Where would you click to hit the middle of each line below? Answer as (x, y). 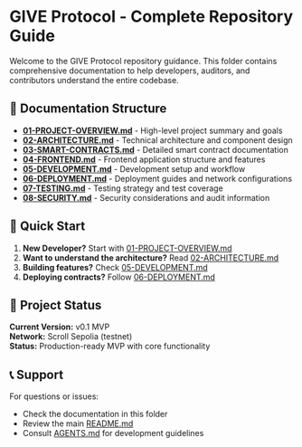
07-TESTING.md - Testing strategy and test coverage (123, 188)
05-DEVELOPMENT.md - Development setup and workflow (134, 168)
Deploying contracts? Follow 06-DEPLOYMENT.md (118, 277)
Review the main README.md (78, 423)
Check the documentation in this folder (95, 414)
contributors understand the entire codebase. (94, 80)
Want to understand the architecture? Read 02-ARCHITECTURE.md (150, 257)
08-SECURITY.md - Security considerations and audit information (146, 197)
